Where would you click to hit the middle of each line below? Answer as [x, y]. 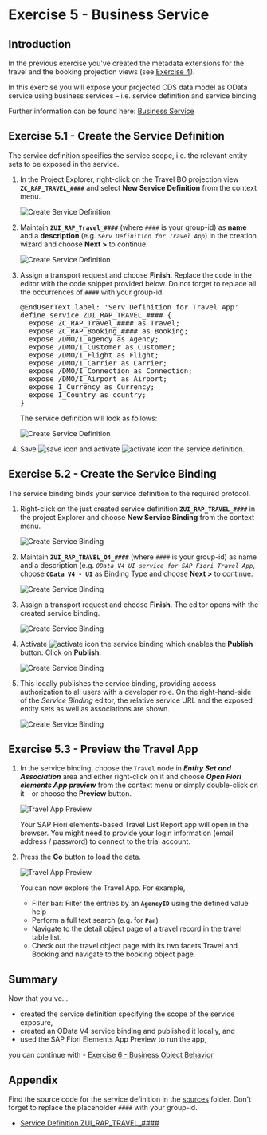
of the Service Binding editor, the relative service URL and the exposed [136, 700]
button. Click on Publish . [61, 652]
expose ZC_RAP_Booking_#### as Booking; [108, 331]
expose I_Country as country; [87, 395]
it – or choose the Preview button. [76, 794]
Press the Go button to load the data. [80, 857]
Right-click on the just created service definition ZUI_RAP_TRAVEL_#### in [137, 509]
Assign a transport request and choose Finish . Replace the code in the [136, 275]
